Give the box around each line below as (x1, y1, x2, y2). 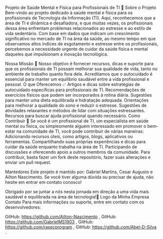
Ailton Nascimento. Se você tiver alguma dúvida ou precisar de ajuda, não (5, 174, 154, 180)
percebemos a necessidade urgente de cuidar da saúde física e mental (5, 46, 148, 52)
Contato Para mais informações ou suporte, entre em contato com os (5, 199, 144, 205)
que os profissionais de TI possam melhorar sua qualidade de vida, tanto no (5, 66, 158, 72)
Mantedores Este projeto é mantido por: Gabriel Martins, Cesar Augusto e (5, 169, 153, 175)
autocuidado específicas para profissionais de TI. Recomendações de (5, 87, 145, 93)
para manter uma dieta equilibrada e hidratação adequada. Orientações (5, 98, 149, 103)
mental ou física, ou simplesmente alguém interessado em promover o (5, 123, 146, 129)
